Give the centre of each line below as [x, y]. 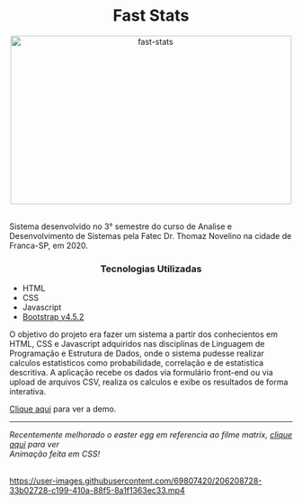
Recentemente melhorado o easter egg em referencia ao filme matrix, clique [151, 435]
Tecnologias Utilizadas [151, 269]
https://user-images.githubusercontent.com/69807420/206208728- [136, 481]
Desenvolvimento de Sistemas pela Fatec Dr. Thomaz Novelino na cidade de [151, 235]
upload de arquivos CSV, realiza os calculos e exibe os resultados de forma [149, 382]
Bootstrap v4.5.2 [53, 317]
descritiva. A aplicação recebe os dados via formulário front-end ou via [142, 373]
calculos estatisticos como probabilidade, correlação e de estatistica [137, 363]
